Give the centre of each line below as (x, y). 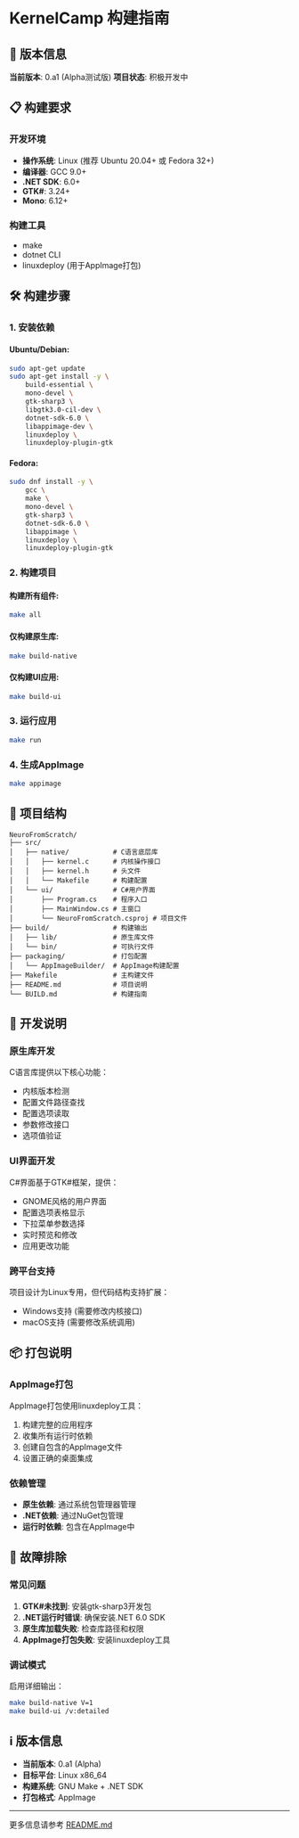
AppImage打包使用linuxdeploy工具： (77, 1406)
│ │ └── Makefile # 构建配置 (79, 880)
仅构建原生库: (34, 636)
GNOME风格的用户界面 (64, 1201)
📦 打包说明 (41, 1353)
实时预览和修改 (49, 1235)
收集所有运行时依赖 (57, 1435)
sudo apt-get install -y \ (59, 377)
